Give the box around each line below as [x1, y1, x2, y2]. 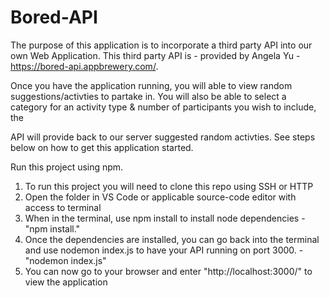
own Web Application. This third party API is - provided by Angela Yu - [10, 49, 301, 61]
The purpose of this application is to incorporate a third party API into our [10, 39, 313, 51]
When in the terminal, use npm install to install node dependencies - [24, 212, 306, 224]
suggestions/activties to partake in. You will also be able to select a [10, 90, 287, 102]
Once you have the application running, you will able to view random [10, 79, 293, 91]
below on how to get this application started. [10, 141, 194, 153]
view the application [24, 276, 108, 288]
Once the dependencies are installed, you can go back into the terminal [24, 233, 320, 245]
